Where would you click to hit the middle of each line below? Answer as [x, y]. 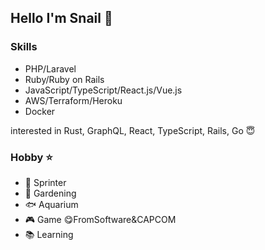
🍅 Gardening [50, 193]
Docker [40, 111]
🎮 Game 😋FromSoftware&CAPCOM [100, 219]
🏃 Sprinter [45, 182]
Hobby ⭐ [31, 157]
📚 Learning [49, 234]
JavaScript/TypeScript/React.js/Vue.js [103, 90]
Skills [24, 47]
